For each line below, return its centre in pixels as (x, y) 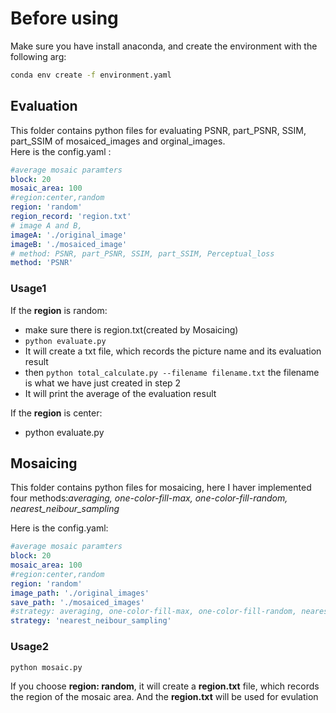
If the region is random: (59, 310)
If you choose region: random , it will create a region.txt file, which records (165, 686)
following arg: (38, 56)
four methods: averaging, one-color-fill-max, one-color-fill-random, (149, 498)
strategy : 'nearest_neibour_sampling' (91, 621)
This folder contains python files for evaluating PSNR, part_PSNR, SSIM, (158, 130)
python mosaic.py (46, 667)
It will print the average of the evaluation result (120, 393)
